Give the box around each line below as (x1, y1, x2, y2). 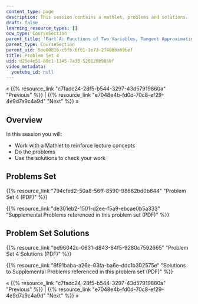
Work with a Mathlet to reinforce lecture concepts (14, 142, 136, 149)
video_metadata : (6, 63, 46, 70)
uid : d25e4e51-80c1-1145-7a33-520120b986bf (6, 58, 115, 64)
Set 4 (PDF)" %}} (6, 193, 48, 201)
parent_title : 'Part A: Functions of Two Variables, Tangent (6, 36, 160, 42)
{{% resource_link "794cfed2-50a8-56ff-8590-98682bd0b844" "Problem (6, 187, 187, 194)
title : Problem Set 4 (6, 53, 60, 58)
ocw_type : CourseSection (6, 31, 67, 37)
